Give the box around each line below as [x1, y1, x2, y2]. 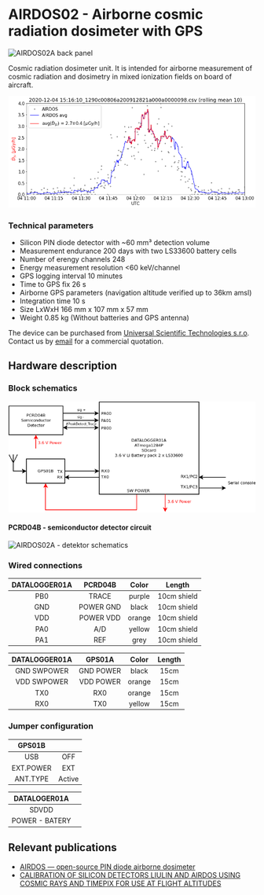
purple [128, 591, 151, 600]
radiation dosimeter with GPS [8, 22, 203, 40]
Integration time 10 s [19, 296, 86, 306]
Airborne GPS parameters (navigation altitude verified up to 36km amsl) [19, 288, 252, 298]
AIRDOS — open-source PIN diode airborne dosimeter [19, 862, 196, 871]
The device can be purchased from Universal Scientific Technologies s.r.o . [8, 328, 250, 338]
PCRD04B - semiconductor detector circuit [8, 523, 152, 532]
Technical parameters [8, 220, 94, 231]
